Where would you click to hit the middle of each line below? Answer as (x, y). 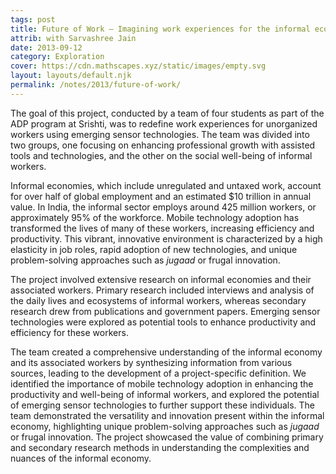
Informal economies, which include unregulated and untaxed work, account (166, 185)
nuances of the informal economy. (81, 458)
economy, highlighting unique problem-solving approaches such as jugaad (165, 426)
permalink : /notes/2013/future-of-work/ (96, 85)
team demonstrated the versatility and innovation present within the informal (167, 415)
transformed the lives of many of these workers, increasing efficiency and (162, 228)
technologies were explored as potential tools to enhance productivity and (163, 322)
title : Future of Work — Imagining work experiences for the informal (160, 29)
